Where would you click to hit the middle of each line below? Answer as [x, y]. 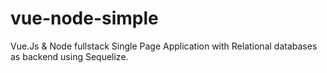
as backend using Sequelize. [69, 56]
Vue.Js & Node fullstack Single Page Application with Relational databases [164, 46]
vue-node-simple [84, 18]
